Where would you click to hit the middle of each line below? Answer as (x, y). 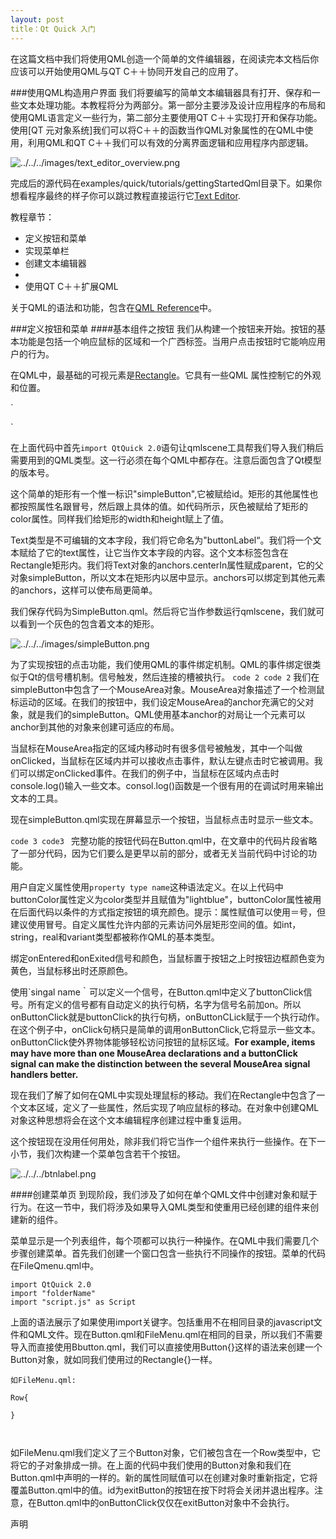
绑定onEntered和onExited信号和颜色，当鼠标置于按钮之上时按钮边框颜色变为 (168, 958)
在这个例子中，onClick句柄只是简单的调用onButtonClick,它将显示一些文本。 (165, 1029)
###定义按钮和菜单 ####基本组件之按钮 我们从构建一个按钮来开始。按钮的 (163, 328)
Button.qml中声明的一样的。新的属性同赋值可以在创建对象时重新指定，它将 (164, 1477)
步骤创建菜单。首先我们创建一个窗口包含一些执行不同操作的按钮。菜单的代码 (168, 1253)
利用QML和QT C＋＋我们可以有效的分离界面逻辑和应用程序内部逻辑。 (170, 142)
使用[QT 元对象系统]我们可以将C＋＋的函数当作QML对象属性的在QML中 (157, 130)
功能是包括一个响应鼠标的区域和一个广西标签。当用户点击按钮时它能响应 (167, 341)
